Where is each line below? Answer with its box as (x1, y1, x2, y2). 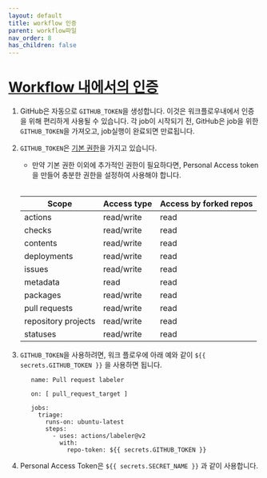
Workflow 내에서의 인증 (8, 78, 159, 97)
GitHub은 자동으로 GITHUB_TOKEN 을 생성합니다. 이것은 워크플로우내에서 (19, 106, 240, 116)
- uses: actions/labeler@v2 (52, 432, 146, 440)
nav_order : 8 (8, 34, 52, 42)
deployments (23, 251, 74, 262)
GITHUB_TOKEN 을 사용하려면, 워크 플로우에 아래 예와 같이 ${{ (19, 350, 206, 360)
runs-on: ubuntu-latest (45, 418, 125, 426)
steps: (45, 425, 67, 433)
